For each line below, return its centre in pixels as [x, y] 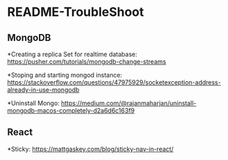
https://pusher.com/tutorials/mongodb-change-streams [87, 62]
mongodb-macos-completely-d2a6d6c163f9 [71, 110]
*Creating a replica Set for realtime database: [72, 54]
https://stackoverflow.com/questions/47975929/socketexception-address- [114, 82]
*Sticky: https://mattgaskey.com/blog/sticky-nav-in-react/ [90, 149]
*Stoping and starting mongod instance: [65, 75]
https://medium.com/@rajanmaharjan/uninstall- [129, 103]
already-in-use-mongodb [43, 90]
